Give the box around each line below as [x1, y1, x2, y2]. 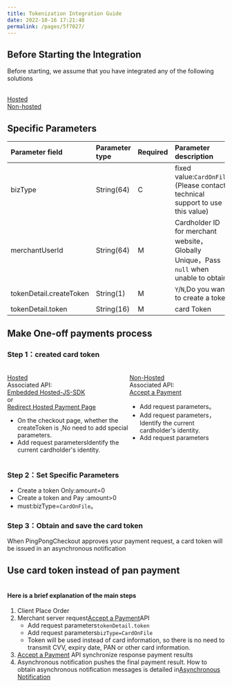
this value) [175, 207, 209, 216]
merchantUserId [10, 246, 64, 255]
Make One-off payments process [7, 328, 153, 340]
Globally [175, 246, 202, 255]
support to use [175, 198, 222, 208]
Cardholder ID [175, 218, 220, 227]
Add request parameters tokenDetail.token [27, 621, 150, 630]
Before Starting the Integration [7, 48, 142, 60]
